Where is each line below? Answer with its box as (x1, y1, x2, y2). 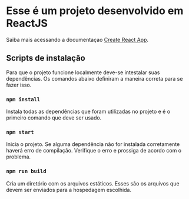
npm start (6, 128, 34, 135)
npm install (6, 96, 41, 102)
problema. (6, 153, 31, 160)
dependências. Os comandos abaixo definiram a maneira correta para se (6, 75, 183, 82)
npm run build (6, 168, 47, 175)
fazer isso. (6, 81, 32, 88)
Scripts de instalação (6, 53, 85, 63)
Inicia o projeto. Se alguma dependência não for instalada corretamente (6, 141, 180, 148)
